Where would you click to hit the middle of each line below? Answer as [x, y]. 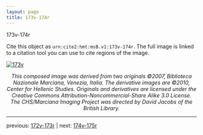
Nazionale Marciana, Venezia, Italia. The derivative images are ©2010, [101, 83]
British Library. [101, 108]
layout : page [23, 12]
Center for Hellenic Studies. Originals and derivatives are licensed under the [101, 89]
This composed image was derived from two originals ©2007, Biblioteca [101, 76]
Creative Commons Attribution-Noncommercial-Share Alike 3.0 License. [101, 95]
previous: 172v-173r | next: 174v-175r [52, 125]
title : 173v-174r [28, 17]
